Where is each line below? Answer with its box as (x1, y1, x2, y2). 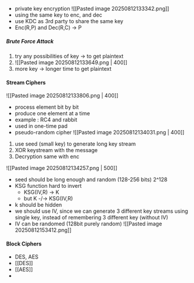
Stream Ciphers (6, 78, 46, 86)
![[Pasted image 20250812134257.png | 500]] (6, 165, 118, 172)
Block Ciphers (6, 240, 42, 247)
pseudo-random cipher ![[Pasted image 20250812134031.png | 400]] (14, 129, 184, 136)
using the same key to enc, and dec (14, 11, 102, 18)
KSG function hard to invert (14, 183, 82, 190)
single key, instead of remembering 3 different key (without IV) (14, 214, 168, 221)
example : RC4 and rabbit (14, 116, 77, 124)
